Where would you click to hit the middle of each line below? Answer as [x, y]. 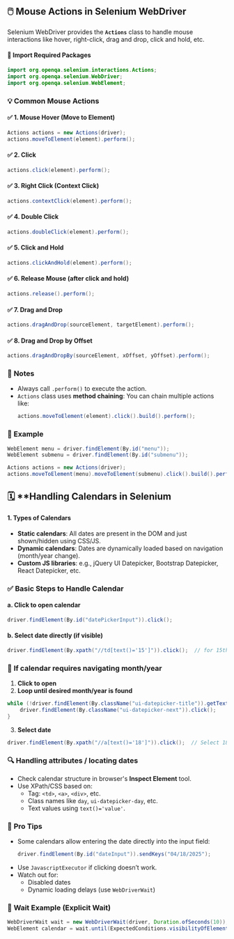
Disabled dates [49, 882]
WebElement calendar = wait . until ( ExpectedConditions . [88, 929]
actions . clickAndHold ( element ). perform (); [70, 263]
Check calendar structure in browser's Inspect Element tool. [104, 778]
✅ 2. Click [22, 155]
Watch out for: [38, 875]
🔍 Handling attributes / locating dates [73, 761]
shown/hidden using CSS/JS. [59, 541]
